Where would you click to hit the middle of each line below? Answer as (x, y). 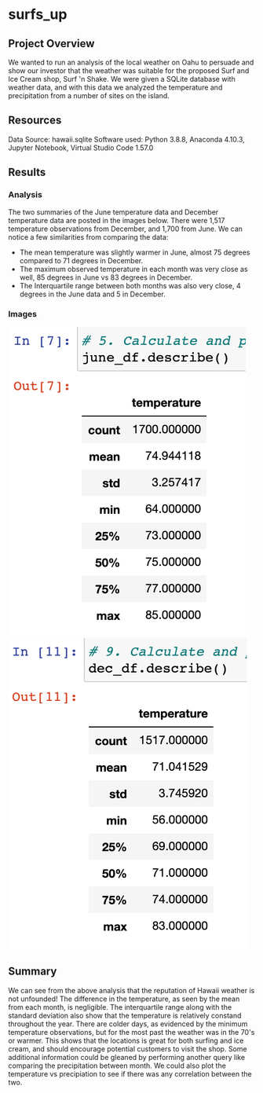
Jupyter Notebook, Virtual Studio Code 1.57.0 (81, 148)
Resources (35, 121)
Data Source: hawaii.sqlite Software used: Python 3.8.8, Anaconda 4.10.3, (126, 139)
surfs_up (38, 15)
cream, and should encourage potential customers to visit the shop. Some (128, 1049)
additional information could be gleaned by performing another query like (127, 1057)
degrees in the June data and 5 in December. (93, 294)
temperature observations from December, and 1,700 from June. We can (126, 229)
